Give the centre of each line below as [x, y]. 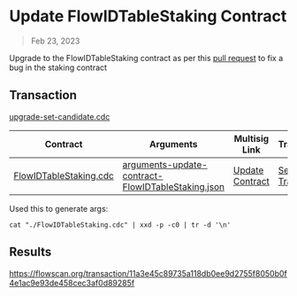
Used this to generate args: [59, 208]
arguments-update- [165, 164]
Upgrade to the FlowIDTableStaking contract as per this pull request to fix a [146, 58]
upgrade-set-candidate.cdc [60, 116]
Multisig [251, 138]
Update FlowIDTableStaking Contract [148, 16]
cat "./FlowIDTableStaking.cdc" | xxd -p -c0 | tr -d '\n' [120, 225]
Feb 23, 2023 [55, 41]
